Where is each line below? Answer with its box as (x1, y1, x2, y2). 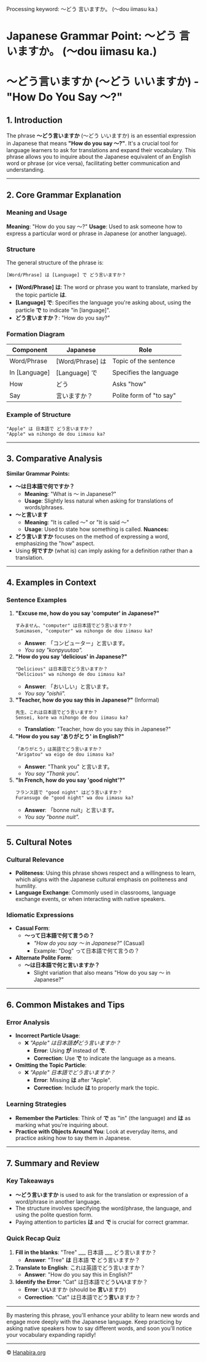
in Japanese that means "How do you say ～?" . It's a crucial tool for (6, 140, 179, 147)
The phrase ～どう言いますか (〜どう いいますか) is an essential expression (6, 132, 196, 139)
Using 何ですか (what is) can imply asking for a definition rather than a (15, 547, 193, 554)
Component (12, 346, 48, 354)
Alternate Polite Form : (15, 954, 72, 962)
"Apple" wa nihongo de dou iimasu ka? (6, 431, 105, 437)
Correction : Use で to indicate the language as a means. (33, 1054, 177, 1062)
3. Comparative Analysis (6, 454, 102, 464)
